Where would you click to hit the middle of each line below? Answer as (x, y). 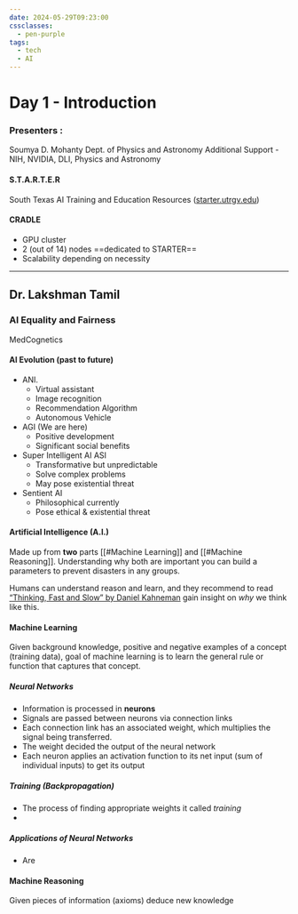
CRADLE (25, 220)
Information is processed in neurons (89, 709)
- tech (29, 51)
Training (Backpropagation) (62, 786)
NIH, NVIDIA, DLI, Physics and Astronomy (85, 159)
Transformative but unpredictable (96, 464)
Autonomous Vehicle (73, 417)
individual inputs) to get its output (83, 766)
